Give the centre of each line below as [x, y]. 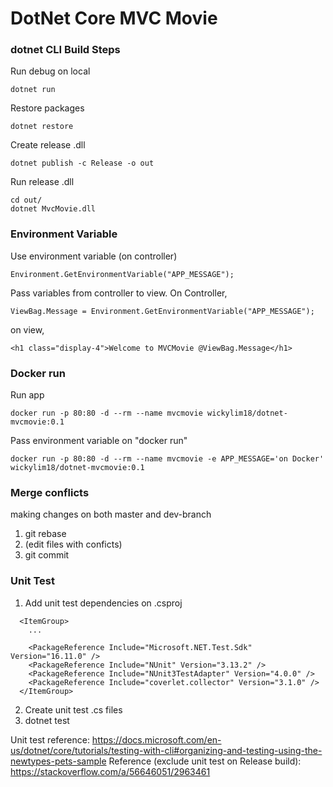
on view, [27, 329]
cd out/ [26, 200]
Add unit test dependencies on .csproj [103, 603]
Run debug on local [50, 71]
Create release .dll [48, 145]
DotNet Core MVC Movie [114, 18]
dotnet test [47, 720]
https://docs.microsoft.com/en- [156, 739]
